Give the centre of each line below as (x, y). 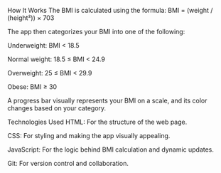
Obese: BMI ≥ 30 (32, 87)
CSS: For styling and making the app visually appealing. (89, 136)
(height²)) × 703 (31, 18)
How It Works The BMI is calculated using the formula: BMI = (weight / (110, 10)
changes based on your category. (57, 108)
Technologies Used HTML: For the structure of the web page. (97, 122)
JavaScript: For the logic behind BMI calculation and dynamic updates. (111, 150)
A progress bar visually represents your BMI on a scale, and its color (107, 100)
